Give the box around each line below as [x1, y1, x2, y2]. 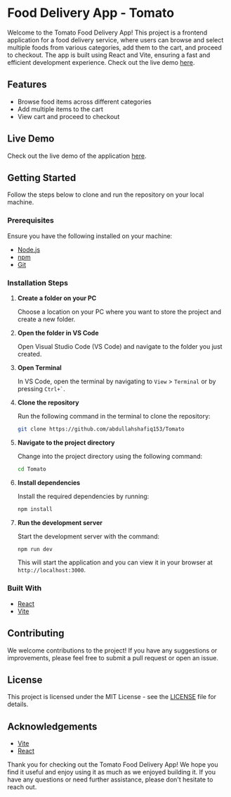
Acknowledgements [7, 720, 98, 732]
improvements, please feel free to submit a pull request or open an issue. [7, 653, 219, 662]
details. [7, 700, 29, 709]
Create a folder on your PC [17, 294, 97, 302]
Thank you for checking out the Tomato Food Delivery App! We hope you [7, 760, 219, 769]
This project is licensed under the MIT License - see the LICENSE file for [7, 693, 216, 701]
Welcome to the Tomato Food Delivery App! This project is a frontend [7, 28, 208, 37]
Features [7, 79, 47, 91]
